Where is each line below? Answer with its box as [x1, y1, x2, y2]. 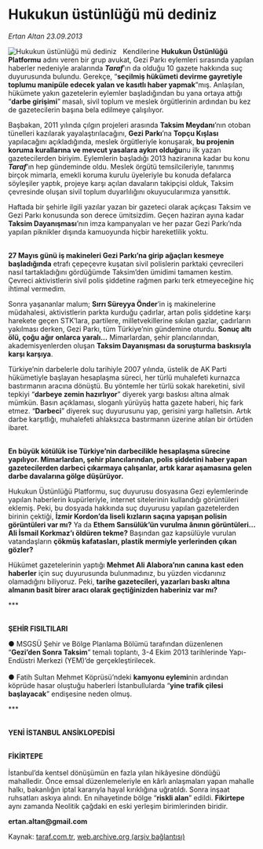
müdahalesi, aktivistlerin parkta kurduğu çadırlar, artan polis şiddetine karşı [8, 308, 251, 317]
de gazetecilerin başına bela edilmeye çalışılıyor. [8, 104, 164, 115]
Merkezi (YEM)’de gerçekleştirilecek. [36, 655, 155, 665]
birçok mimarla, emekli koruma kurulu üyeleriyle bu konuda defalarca [8, 170, 232, 180]
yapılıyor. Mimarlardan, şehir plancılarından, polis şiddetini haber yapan [8, 454, 247, 464]
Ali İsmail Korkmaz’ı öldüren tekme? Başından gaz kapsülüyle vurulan [8, 528, 237, 537]
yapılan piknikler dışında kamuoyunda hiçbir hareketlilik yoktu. [8, 227, 209, 236]
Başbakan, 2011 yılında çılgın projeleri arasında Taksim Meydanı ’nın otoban [8, 120, 251, 129]
